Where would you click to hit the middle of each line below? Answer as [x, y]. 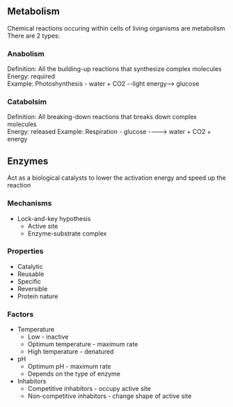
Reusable [31, 274]
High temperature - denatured [71, 352]
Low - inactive [48, 337]
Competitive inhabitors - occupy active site [89, 389]
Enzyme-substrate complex [67, 233]
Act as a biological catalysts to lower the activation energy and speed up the [116, 178]
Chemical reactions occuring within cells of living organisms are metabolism [116, 28]
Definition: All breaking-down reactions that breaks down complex [102, 117]
